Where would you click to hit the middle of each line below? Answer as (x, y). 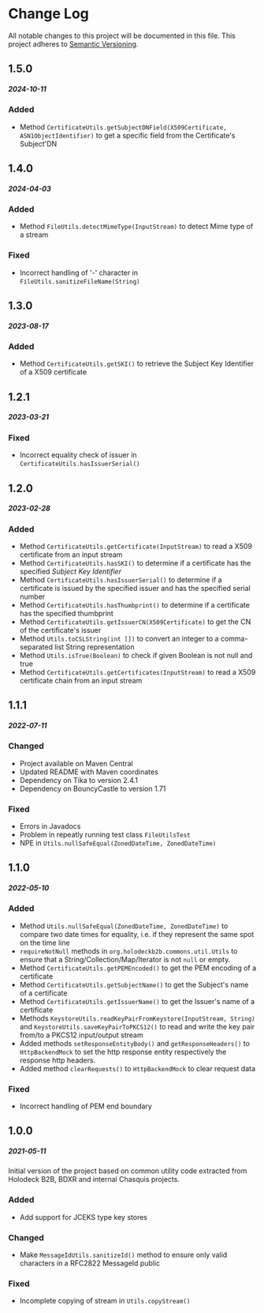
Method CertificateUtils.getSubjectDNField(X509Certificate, (123, 126)
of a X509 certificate (53, 372)
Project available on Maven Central (76, 763)
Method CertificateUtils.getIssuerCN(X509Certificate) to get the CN (135, 622)
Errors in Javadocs (50, 826)
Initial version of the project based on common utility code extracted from (128, 1171)
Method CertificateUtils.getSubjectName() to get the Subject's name (134, 984)
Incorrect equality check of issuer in (78, 455)
